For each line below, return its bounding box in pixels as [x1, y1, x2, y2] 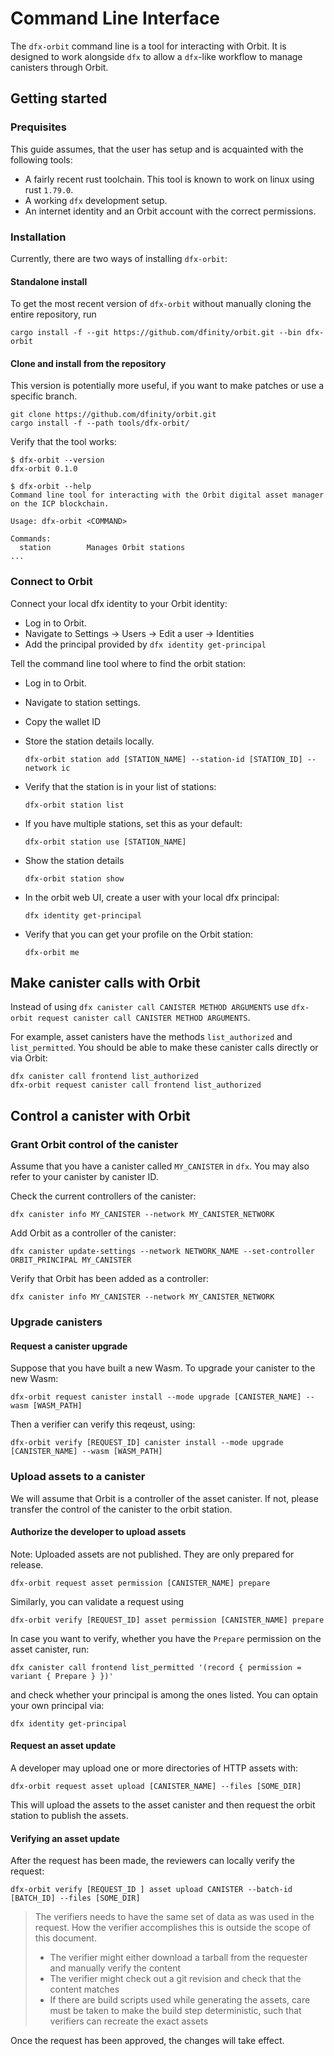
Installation [10, 230, 67, 244]
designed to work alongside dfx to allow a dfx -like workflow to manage [10, 50, 303, 62]
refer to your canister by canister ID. [10, 1171, 159, 1183]
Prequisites [10, 120, 67, 134]
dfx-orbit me [24, 947, 80, 957]
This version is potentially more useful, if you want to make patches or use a [10, 380, 325, 392]
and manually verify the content [49, 1962, 182, 1974]
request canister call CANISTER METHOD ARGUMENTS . [36, 1012, 251, 1024]
